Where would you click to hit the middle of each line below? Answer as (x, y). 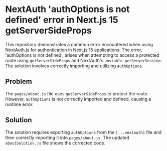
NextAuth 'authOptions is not (67, 9)
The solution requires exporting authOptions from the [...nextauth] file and (83, 132)
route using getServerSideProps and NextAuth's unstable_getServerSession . (83, 60)
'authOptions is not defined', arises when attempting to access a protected (82, 55)
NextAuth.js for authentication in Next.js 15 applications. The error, (74, 50)
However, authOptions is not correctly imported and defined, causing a (78, 99)
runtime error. (19, 104)
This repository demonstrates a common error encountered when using (79, 44)
